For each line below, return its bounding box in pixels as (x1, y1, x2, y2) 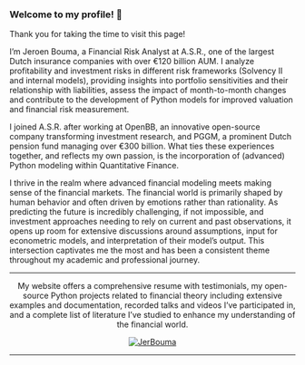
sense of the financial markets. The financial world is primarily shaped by (9, 187, 283, 198)
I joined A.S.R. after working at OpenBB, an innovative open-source (9, 121, 261, 132)
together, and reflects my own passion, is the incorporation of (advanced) (9, 150, 286, 161)
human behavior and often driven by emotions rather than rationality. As (9, 197, 279, 207)
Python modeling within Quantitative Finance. (9, 160, 180, 171)
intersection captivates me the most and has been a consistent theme (9, 245, 271, 256)
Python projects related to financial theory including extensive (50, 290, 283, 302)
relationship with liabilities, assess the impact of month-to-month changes (9, 85, 287, 96)
